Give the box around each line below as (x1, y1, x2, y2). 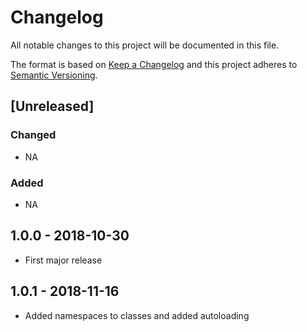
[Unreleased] (10, 98, 95, 115)
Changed (10, 128, 57, 142)
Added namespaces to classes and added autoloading (24, 309, 250, 321)
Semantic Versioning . (10, 69, 98, 81)
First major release (24, 254, 103, 266)
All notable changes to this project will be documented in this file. (10, 39, 280, 51)
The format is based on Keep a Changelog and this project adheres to (10, 58, 298, 70)
